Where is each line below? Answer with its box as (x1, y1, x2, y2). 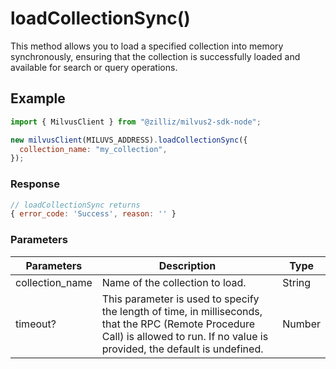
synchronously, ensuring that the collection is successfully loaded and (10, 50, 301, 62)
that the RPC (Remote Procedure (101, 317, 256, 331)
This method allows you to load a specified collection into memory (10, 40, 284, 52)
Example (10, 90, 66, 107)
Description (158, 258, 217, 272)
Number (282, 317, 321, 331)
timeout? (15, 317, 57, 331)
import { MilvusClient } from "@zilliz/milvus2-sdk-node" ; (10, 117, 262, 127)
